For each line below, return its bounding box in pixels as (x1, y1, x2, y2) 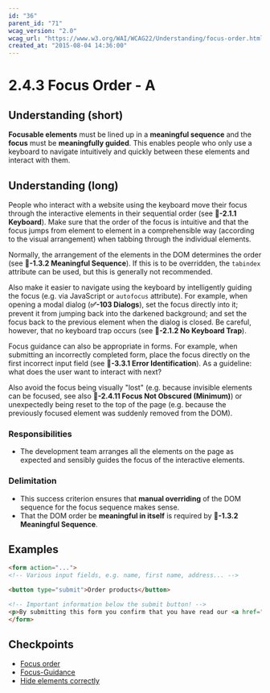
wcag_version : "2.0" (8, 27, 78, 35)
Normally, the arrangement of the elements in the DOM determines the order (8, 250, 262, 259)
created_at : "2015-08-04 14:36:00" (8, 42, 128, 50)
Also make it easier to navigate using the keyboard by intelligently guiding (8, 283, 252, 292)
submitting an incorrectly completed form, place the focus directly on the (8, 349, 251, 359)
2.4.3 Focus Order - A (8, 76, 156, 95)
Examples (8, 542, 59, 556)
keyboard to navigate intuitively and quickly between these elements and (8, 146, 251, 157)
